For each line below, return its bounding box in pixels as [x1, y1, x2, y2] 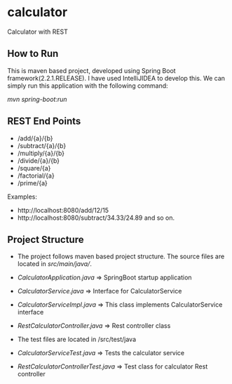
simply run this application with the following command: [7, 81, 168, 90]
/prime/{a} [17, 178, 48, 187]
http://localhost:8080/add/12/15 [17, 206, 109, 214]
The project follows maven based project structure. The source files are [17, 252, 225, 260]
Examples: [7, 192, 37, 201]
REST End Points [7, 115, 81, 127]
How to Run [7, 48, 59, 60]
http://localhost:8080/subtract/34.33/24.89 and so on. [17, 213, 175, 222]
